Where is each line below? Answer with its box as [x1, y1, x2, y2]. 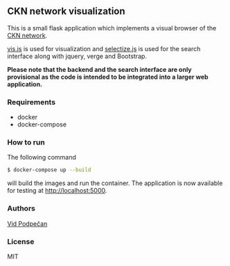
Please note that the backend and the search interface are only [7, 65, 192, 73]
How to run [7, 137, 45, 147]
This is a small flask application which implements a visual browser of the [7, 23, 217, 32]
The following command [7, 153, 76, 162]
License [7, 236, 35, 246]
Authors [7, 204, 36, 213]
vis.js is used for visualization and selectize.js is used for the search [7, 44, 201, 53]
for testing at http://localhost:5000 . [7, 187, 107, 195]
